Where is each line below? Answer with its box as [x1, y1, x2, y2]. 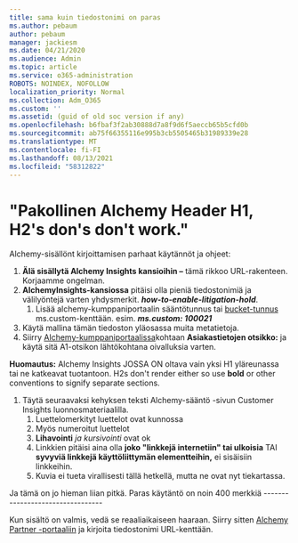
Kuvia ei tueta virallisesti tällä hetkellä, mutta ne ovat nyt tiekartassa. [35, 471, 286, 482]
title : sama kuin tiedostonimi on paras [9, 12, 162, 22]
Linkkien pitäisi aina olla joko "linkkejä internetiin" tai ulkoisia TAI [35, 442, 278, 453]
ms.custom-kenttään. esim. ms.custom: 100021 [35, 313, 213, 324]
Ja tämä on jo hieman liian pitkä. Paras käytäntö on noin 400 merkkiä [9, 488, 262, 498]
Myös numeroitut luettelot [35, 424, 131, 434]
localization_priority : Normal [9, 87, 125, 96]
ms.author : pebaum [9, 21, 77, 30]
